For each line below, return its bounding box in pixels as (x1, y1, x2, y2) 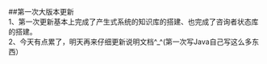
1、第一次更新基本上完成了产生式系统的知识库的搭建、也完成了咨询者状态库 (8, 17, 259, 26)
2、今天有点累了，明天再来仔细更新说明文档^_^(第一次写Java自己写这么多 (8, 37, 252, 46)
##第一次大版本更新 (8, 7, 74, 16)
